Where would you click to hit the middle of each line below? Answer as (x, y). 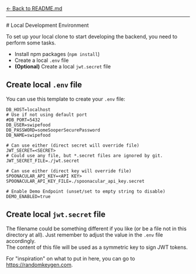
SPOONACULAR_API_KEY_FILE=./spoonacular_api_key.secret (75, 181)
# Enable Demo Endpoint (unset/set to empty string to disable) (86, 191)
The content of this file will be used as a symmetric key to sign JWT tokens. (97, 247)
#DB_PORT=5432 (23, 120)
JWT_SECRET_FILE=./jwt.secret (43, 161)
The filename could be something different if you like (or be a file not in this (96, 228)
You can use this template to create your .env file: (66, 99)
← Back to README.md (34, 8)
